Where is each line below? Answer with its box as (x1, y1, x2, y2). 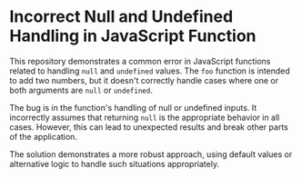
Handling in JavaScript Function (9, 25, 257, 46)
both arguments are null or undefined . (9, 84, 153, 95)
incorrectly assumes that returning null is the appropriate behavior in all (9, 112, 280, 123)
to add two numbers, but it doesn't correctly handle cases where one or (9, 74, 279, 85)
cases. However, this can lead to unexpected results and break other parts (9, 121, 288, 133)
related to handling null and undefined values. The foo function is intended (9, 65, 291, 76)
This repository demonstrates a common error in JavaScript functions (9, 55, 271, 66)
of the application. (9, 131, 77, 142)
